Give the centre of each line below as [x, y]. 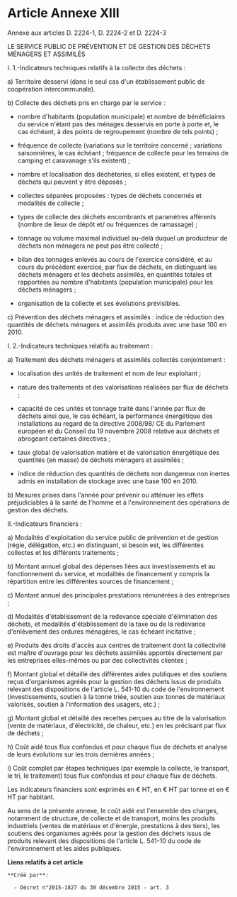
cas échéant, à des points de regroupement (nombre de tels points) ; [118, 131]
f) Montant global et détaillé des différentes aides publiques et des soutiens [117, 674]
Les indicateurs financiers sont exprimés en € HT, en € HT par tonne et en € [118, 789]
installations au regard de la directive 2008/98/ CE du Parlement [111, 423]
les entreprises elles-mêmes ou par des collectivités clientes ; [97, 660]
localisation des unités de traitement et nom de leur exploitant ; [109, 373]
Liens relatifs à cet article [45, 862]
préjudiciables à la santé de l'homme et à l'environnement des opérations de [118, 502]
